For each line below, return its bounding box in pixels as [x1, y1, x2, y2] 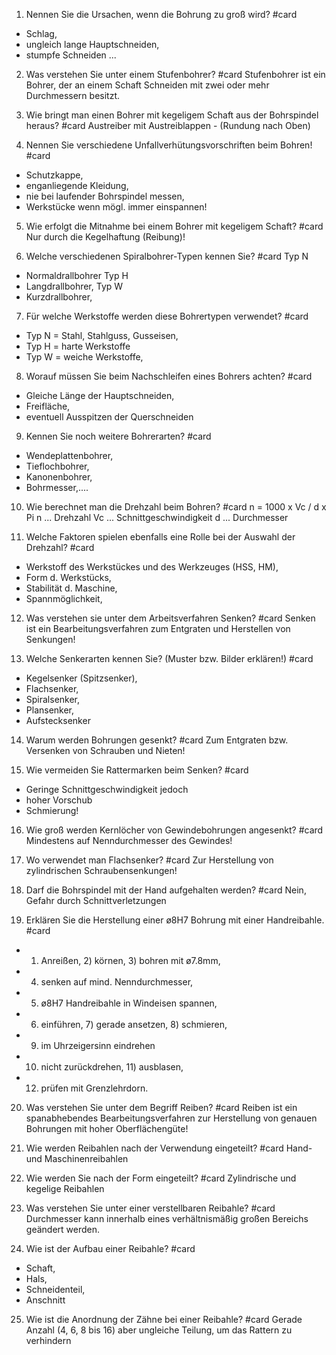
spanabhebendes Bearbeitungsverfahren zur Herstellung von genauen [25, 1112, 318, 1124]
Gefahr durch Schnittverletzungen [25, 895, 167, 906]
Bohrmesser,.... [25, 482, 89, 493]
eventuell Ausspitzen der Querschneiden [25, 411, 194, 423]
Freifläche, [25, 400, 71, 412]
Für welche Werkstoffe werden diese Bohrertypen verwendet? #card [25, 310, 309, 322]
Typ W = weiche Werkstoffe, [25, 351, 144, 363]
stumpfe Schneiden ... [25, 49, 117, 61]
